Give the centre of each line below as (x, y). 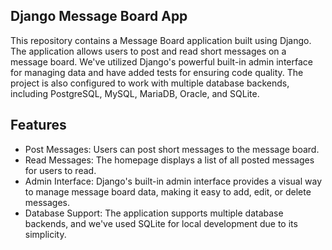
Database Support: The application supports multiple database (154, 213)
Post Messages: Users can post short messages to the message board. (172, 149)
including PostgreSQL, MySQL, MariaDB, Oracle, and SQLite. (135, 93)
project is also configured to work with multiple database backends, (150, 83)
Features (38, 125)
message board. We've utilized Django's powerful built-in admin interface (161, 61)
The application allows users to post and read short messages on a (148, 51)
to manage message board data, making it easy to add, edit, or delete (168, 191)
